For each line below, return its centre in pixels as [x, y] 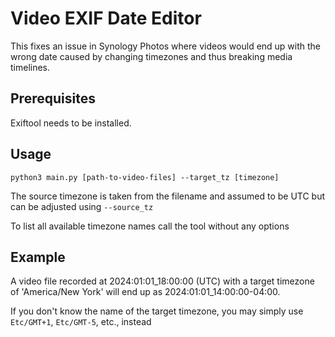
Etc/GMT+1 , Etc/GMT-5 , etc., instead [81, 322]
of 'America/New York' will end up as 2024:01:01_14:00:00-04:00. [145, 292]
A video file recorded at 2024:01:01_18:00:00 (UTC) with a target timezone [162, 281]
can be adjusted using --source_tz [82, 206]
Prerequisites [53, 98]
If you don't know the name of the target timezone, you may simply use [157, 311]
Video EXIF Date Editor [106, 18]
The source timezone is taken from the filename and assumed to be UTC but [168, 196]
